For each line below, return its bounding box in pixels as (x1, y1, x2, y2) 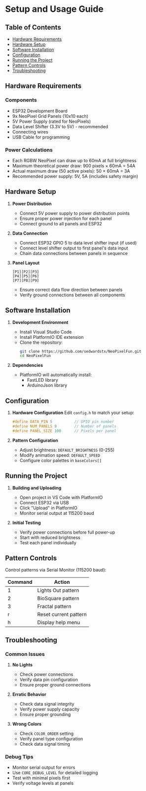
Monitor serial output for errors (12, 764, 75, 770)
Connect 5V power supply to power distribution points (19, 210, 130, 216)
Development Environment (12, 319, 69, 325)
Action (54, 578, 70, 585)
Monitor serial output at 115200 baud (19, 510, 95, 516)
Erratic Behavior (12, 691, 46, 697)
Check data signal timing (19, 741, 71, 747)
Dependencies (12, 362, 43, 368)
